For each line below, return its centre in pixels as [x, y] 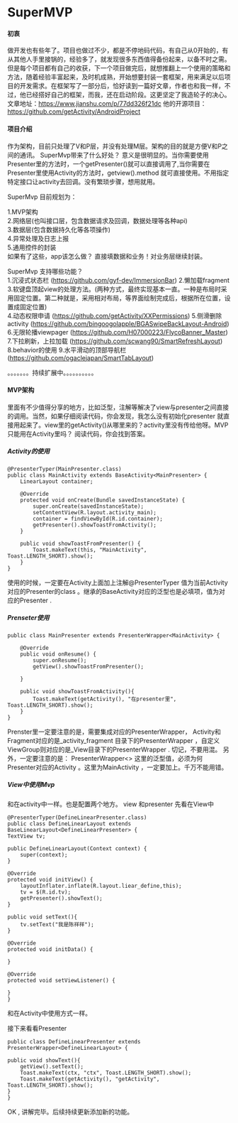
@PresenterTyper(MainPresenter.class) [64, 469]
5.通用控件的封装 [32, 247]
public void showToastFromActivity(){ [77, 691]
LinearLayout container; [57, 481]
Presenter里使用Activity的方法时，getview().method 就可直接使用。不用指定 [118, 173]
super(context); [44, 855]
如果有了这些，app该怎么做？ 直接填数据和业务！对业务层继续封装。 [107, 256]
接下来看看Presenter [37, 1028]
